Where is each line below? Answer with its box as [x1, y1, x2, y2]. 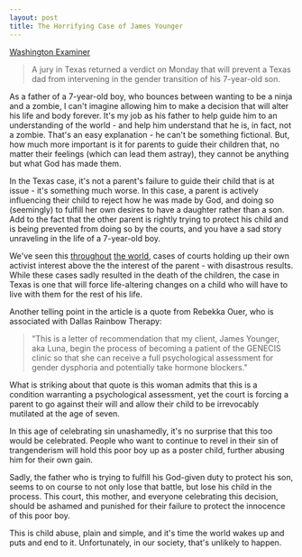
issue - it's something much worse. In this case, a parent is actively [9, 185, 259, 196]
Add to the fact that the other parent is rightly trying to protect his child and [9, 214, 288, 224]
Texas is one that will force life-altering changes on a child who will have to [9, 278, 288, 289]
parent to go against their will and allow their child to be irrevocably [9, 398, 260, 409]
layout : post [9, 13, 59, 23]
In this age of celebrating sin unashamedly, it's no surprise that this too [9, 425, 273, 436]
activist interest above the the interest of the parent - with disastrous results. [9, 260, 294, 270]
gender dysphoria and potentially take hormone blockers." [31, 361, 248, 372]
